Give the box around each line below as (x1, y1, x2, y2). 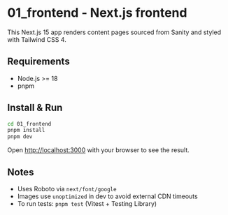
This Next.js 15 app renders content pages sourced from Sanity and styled (7, 28, 222, 36)
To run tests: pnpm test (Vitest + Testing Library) (17, 200, 157, 207)
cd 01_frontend (7, 120, 52, 127)
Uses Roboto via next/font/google (17, 185, 117, 193)
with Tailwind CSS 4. (7, 35, 66, 43)
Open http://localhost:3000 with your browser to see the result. (7, 146, 190, 154)
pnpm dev (7, 133, 33, 140)
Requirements (7, 56, 70, 68)
